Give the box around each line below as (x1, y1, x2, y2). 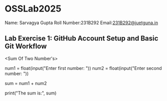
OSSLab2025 (5, 3, 61, 15)
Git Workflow (5, 42, 47, 51)
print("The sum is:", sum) (5, 90, 57, 96)
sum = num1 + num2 (5, 80, 47, 86)
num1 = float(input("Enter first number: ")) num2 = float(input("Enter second (5, 65, 162, 71)
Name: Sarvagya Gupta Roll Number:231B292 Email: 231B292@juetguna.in (5, 20, 158, 26)
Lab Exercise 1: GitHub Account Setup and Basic (5, 34, 159, 43)
